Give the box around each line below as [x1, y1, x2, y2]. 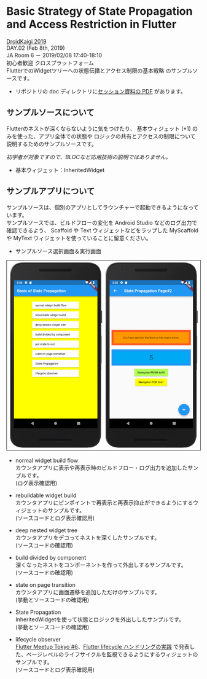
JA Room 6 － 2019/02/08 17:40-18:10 [6, 51, 103, 59]
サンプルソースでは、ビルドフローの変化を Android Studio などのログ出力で [6, 219, 198, 226]
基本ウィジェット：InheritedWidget [15, 166, 105, 173]
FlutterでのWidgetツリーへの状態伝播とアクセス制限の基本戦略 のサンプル [6, 66, 193, 74]
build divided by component [15, 554, 87, 561]
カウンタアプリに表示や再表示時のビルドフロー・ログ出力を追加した [15, 464, 188, 471]
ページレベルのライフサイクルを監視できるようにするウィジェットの [26, 650, 198, 658]
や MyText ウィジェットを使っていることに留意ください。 [6, 234, 152, 241]
